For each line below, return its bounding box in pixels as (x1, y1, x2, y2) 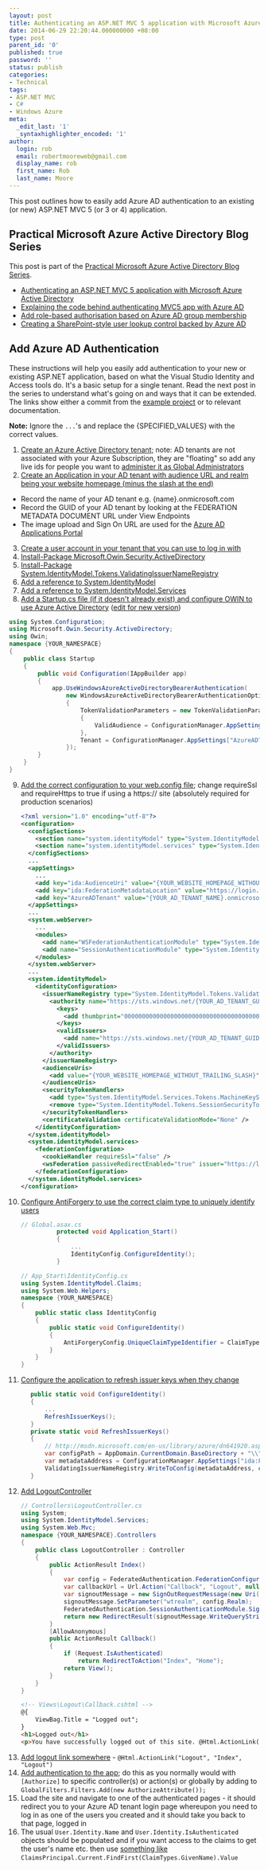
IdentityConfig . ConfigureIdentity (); (71, 1250, 196, 1258)
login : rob (16, 145, 52, 153)
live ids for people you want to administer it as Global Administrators (20, 462, 245, 471)
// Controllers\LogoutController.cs (20, 1502, 142, 1510)
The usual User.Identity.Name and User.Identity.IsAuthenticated (20, 1827, 239, 1837)
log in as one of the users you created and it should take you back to (20, 1810, 246, 1819)
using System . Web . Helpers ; (20, 1287, 111, 1295)
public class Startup (23, 654, 95, 663)
